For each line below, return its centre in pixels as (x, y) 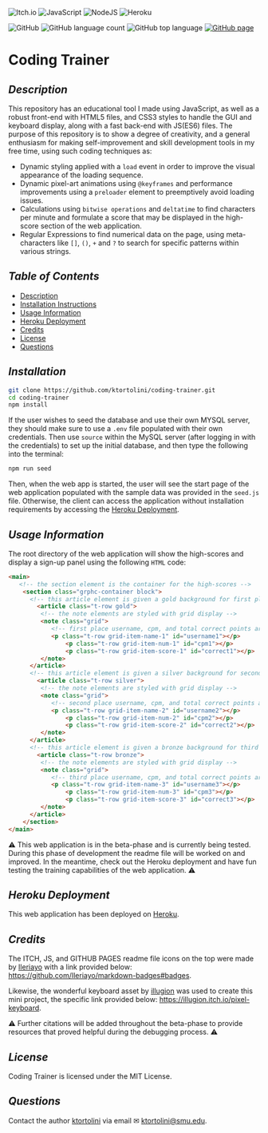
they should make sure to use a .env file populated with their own (116, 429)
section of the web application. (91, 226)
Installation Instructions (58, 304)
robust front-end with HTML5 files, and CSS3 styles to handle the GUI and (130, 117)
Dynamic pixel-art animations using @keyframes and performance (126, 183)
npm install (28, 405)
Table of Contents (54, 277)
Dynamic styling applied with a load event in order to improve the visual (137, 166)
